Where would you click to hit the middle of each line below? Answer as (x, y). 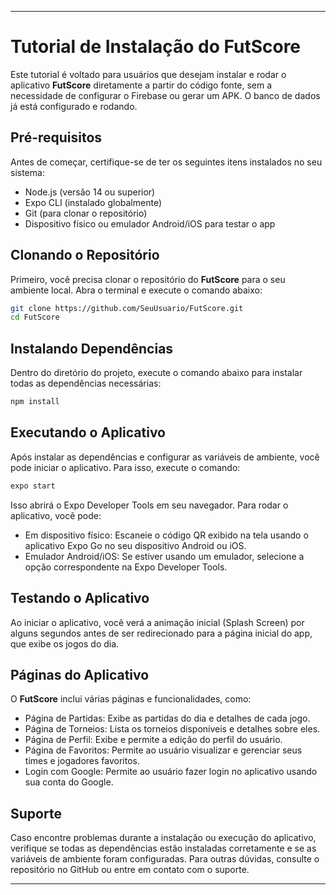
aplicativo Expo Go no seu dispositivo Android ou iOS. (135, 545)
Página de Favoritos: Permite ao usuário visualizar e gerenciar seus (163, 750)
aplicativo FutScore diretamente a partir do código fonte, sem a (141, 85)
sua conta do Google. (69, 782)
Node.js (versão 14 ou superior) (90, 192)
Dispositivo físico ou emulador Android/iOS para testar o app (150, 223)
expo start (33, 486)
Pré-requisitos (56, 137)
